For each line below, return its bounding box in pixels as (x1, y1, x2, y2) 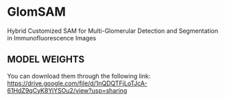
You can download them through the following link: (7, 72, 151, 80)
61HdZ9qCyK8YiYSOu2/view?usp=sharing (7, 86, 128, 94)
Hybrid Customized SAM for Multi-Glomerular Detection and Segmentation (7, 27, 218, 35)
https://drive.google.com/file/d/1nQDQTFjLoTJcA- (7, 79, 147, 87)
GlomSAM (7, 4, 67, 20)
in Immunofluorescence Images (7, 33, 97, 42)
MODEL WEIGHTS (7, 54, 85, 66)
